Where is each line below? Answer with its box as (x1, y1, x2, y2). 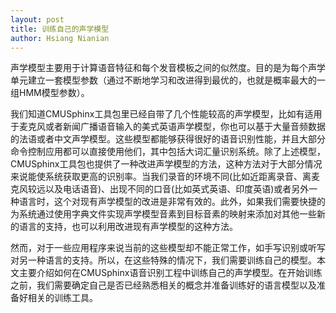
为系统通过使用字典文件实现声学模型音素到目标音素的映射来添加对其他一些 (10, 208, 317, 220)
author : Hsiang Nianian (10, 33, 110, 43)
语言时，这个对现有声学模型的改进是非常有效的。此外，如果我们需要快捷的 (18, 196, 326, 208)
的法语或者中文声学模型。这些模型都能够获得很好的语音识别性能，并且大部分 (10, 133, 326, 145)
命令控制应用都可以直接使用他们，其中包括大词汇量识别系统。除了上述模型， (10, 146, 326, 158)
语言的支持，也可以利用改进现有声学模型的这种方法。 (18, 221, 238, 233)
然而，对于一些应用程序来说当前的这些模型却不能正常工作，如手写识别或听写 (10, 242, 326, 254)
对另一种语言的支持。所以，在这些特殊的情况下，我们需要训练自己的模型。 (10, 254, 317, 266)
